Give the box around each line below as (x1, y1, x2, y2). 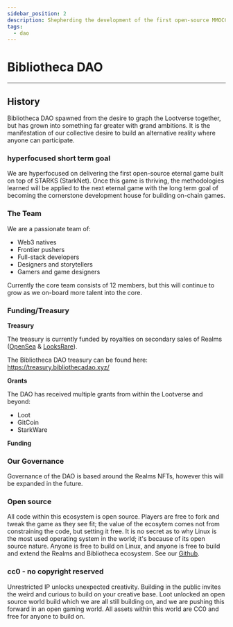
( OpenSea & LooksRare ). (7, 342, 78, 351)
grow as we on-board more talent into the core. (7, 288, 142, 296)
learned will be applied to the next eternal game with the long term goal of (7, 184, 218, 192)
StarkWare (17, 425, 48, 434)
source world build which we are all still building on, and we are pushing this (7, 597, 225, 605)
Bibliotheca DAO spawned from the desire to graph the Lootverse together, (7, 114, 221, 122)
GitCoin (17, 418, 40, 426)
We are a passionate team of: (7, 224, 92, 233)
